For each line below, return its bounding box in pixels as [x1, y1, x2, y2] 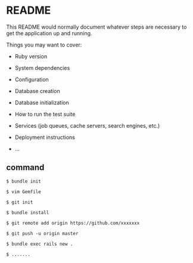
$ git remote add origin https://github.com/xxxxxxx [6, 220, 140, 226]
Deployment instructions [14, 134, 76, 141]
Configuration [14, 76, 49, 83]
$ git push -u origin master [6, 230, 79, 236]
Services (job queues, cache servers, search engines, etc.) [14, 122, 160, 129]
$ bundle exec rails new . [6, 241, 73, 247]
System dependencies [14, 64, 70, 72]
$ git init [6, 199, 33, 205]
